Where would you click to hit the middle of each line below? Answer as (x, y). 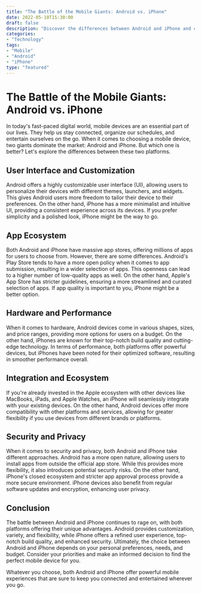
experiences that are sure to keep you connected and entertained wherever (99, 578)
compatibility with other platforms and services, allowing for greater (90, 412)
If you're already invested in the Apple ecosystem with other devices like (96, 392)
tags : (13, 45)
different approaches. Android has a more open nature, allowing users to (96, 458)
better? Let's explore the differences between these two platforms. (89, 152)
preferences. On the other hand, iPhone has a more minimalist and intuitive (98, 204)
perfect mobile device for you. (43, 561)
